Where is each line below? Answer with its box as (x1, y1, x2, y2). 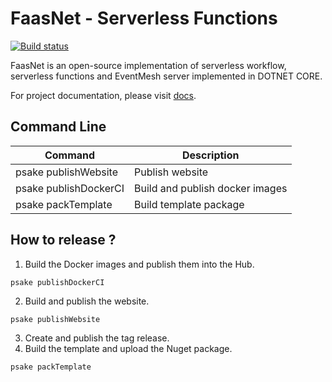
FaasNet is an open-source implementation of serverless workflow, (10, 59, 287, 71)
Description (182, 148, 240, 162)
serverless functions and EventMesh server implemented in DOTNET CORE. (10, 70, 323, 82)
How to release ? (10, 232, 117, 249)
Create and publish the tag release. (24, 332, 170, 344)
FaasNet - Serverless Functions (10, 7, 278, 30)
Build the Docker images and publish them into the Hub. (24, 258, 255, 270)
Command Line (10, 118, 107, 136)
